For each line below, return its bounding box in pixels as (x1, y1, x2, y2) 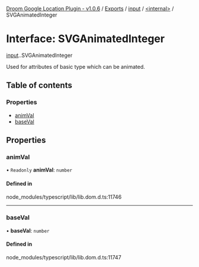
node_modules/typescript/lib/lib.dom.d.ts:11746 (6, 193, 122, 201)
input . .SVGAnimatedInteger (6, 52, 73, 59)
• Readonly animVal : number (6, 166, 73, 174)
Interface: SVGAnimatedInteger (6, 32, 165, 46)
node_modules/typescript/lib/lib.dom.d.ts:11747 (6, 254, 121, 261)
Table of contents (6, 80, 72, 91)
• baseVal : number (6, 227, 50, 234)
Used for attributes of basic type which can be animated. (6, 63, 145, 70)
